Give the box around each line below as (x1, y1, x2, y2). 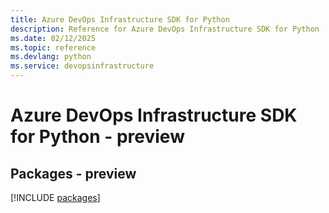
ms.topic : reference (10, 42, 97, 53)
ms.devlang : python (10, 52, 92, 62)
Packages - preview (10, 165, 137, 182)
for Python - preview (10, 126, 185, 148)
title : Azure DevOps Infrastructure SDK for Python (10, 14, 230, 25)
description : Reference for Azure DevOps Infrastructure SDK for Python (10, 24, 320, 34)
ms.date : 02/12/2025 (10, 33, 97, 43)
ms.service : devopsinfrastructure (10, 61, 155, 71)
